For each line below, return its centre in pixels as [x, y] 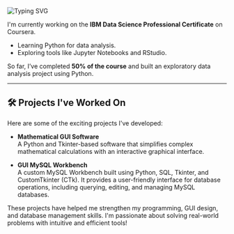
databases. [33, 194]
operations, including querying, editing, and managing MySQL [106, 187]
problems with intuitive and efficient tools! [67, 223]
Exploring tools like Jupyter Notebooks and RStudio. [92, 53]
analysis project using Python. [50, 73]
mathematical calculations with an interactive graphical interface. [111, 151]
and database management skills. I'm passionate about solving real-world [113, 215]
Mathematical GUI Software [58, 136]
